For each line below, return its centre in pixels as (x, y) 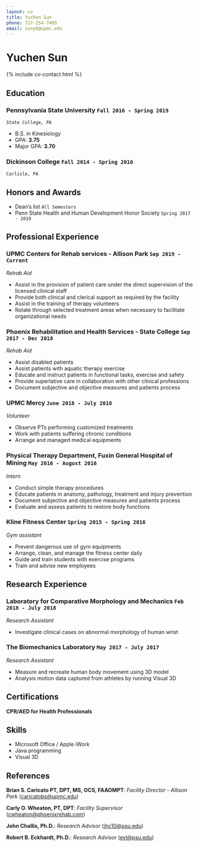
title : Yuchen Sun (29, 17)
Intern (13, 476)
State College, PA (29, 122)
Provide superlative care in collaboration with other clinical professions (102, 381)
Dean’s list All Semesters (45, 206)
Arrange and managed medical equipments (68, 440)
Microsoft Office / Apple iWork (52, 744)
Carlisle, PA (22, 174)
